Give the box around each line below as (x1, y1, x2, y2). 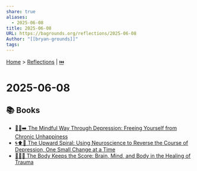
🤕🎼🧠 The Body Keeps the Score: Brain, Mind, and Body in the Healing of (14, 152, 191, 159)
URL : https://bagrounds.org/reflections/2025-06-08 (6, 31, 136, 37)
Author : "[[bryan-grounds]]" (6, 36, 78, 42)
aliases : (6, 14, 28, 20)
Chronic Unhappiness (14, 133, 68, 140)
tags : (6, 42, 20, 48)
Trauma (14, 158, 34, 166)
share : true (6, 8, 36, 15)
